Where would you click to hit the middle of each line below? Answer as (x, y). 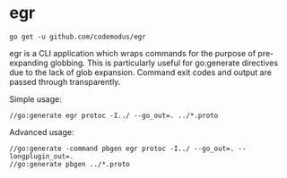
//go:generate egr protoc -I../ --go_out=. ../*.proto (114, 115)
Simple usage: (36, 99)
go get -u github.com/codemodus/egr (78, 37)
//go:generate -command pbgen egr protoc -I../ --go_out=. (122, 148)
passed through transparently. (65, 81)
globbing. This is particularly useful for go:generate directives (165, 63)
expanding (29, 63)
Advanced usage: (42, 131)
